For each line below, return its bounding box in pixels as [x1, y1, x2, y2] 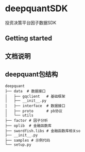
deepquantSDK [5, 3, 68, 14]
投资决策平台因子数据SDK [5, 20, 57, 25]
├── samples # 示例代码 [5, 138, 50, 143]
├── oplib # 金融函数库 [5, 123, 52, 128]
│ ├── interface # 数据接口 [5, 103, 66, 108]
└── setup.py [5, 142, 32, 147]
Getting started [5, 34, 52, 43]
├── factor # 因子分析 [5, 118, 48, 123]
